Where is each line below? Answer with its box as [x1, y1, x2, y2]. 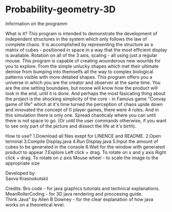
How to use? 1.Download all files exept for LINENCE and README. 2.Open [5, 133, 161, 139]
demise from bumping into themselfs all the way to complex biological [5, 68, 154, 75]
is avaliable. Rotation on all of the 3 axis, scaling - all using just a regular [5, 52, 158, 58]
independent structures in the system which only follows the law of [5, 36, 147, 42]
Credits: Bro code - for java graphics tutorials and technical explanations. [5, 185, 160, 192]
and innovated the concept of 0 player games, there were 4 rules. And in [5, 107, 159, 113]
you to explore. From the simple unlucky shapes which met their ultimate [5, 63, 159, 69]
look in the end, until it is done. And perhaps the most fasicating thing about [5, 90, 166, 96]
